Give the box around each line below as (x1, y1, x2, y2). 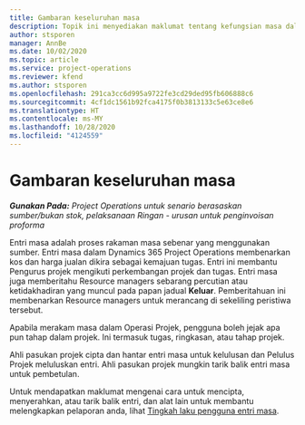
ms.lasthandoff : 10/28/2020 (9, 123, 116, 132)
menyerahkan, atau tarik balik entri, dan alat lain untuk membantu (9, 395, 254, 406)
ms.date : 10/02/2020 (9, 47, 88, 56)
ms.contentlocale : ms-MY (9, 114, 103, 123)
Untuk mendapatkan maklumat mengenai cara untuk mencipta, (9, 386, 245, 397)
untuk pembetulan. (9, 368, 80, 379)
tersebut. (9, 304, 44, 315)
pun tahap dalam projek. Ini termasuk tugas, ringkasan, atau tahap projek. (9, 332, 285, 343)
